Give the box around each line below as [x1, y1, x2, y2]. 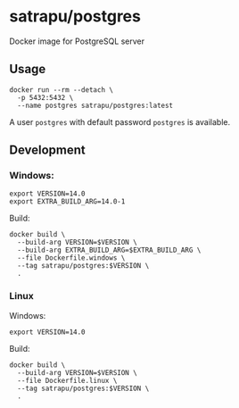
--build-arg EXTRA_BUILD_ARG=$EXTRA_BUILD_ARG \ [17, 246, 202, 255]
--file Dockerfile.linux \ [17, 376, 118, 385]
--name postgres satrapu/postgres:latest [17, 101, 174, 110]
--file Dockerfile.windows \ [17, 254, 126, 262]
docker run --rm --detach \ [9, 85, 114, 95]
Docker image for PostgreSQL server [9, 36, 145, 46]
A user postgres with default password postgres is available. [9, 116, 231, 127]
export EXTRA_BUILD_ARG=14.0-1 [9, 197, 126, 206]
